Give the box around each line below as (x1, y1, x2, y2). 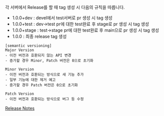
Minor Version (5, 67, 35, 72)
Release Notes (5, 106, 35, 111)
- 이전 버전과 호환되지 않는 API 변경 (5, 53, 72, 58)
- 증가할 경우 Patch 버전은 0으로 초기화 (5, 83, 78, 88)
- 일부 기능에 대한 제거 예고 (5, 77, 56, 82)
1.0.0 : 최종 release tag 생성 (12, 34, 67, 39)
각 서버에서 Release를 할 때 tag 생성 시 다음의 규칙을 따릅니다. (5, 4, 125, 10)
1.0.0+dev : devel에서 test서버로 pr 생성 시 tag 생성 (12, 15, 113, 21)
